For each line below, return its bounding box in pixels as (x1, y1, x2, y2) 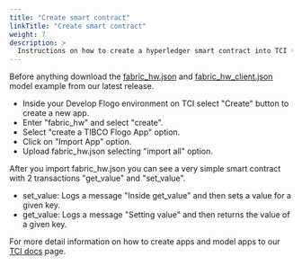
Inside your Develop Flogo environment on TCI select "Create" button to (22, 98, 289, 109)
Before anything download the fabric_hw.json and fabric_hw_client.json (9, 71, 273, 82)
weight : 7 (9, 30, 47, 39)
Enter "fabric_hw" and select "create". (22, 118, 164, 128)
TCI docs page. (9, 246, 67, 257)
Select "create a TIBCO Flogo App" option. (22, 127, 181, 137)
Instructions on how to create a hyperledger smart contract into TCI (17, 47, 288, 56)
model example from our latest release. (9, 81, 155, 92)
